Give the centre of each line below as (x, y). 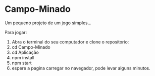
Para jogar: (16, 32)
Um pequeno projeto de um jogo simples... (48, 23)
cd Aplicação (25, 52)
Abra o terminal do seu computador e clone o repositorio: (70, 42)
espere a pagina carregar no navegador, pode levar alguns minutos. (81, 68)
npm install (23, 57)
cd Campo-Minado (31, 47)
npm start (22, 63)
